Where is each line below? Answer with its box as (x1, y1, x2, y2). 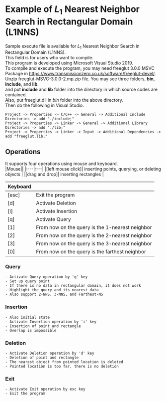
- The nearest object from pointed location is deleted (5, 360, 123, 365)
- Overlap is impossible (5, 328, 57, 333)
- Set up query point (5, 279, 50, 284)
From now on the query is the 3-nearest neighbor (36, 240, 152, 247)
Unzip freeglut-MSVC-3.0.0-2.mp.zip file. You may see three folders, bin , (5, 76, 155, 82)
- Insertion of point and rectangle (5, 323, 81, 329)
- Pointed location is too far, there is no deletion (5, 364, 119, 369)
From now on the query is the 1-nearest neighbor (36, 224, 152, 231)
